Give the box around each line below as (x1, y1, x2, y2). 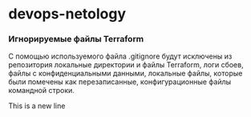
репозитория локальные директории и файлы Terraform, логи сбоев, (8, 60, 244, 70)
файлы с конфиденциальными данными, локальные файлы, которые (8, 69, 243, 79)
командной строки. (8, 86, 75, 95)
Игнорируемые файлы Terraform (8, 34, 144, 45)
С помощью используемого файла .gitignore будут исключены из (8, 51, 233, 61)
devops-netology (8, 5, 127, 23)
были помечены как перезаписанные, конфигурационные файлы (8, 77, 232, 87)
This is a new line (8, 101, 66, 111)
